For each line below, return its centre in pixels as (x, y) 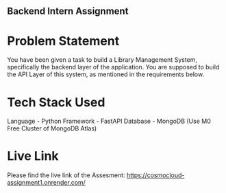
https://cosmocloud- (155, 175)
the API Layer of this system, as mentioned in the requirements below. (105, 74)
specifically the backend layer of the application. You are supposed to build (113, 67)
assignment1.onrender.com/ (46, 183)
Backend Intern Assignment (68, 11)
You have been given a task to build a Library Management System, (102, 60)
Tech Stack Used (56, 102)
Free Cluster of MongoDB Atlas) (52, 128)
